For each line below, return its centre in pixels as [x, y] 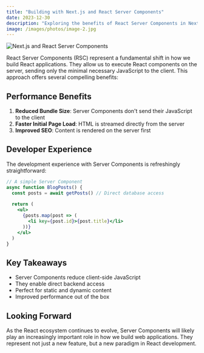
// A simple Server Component [45, 182]
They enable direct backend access [60, 284]
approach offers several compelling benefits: [62, 77]
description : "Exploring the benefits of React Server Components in [96, 23]
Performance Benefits [49, 96]
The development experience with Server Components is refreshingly [93, 164]
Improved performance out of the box [62, 297]
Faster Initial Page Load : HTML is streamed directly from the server [100, 124]
